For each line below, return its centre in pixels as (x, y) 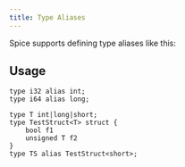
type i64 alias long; (50, 99)
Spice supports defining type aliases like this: (92, 43)
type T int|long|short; (54, 115)
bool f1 (39, 130)
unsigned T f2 (51, 138)
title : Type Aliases (48, 17)
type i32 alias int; (48, 92)
